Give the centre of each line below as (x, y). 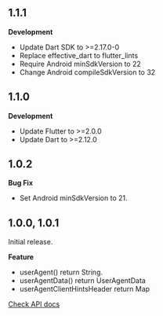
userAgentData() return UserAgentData (83, 281)
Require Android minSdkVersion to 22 (80, 64)
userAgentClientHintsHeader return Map (85, 289)
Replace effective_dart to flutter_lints (79, 55)
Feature (21, 257)
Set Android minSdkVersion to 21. (73, 198)
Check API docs (34, 304)
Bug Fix (21, 183)
